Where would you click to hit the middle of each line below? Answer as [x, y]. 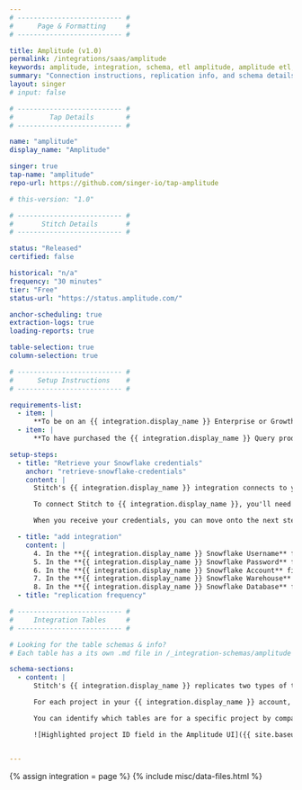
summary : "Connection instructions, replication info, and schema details [152, 76]
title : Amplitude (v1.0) [56, 50]
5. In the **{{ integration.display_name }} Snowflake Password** [160, 562]
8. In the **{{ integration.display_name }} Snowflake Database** [160, 587]
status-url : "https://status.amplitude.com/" [96, 298]
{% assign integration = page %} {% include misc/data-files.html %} [136, 776]
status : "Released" [46, 248]
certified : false [42, 257]
